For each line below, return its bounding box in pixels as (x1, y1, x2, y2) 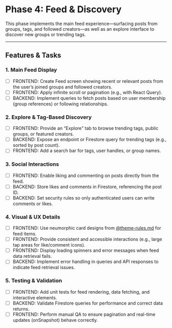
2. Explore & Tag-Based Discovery (5, 114, 92, 121)
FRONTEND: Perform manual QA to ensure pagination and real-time (12, 311, 156, 317)
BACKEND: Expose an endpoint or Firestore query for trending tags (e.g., (12, 137, 167, 143)
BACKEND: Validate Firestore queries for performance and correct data (12, 300, 163, 306)
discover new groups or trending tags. (5, 31, 86, 37)
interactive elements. (12, 294, 57, 300)
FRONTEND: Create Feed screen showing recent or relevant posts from (12, 78, 163, 84)
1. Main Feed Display (5, 67, 57, 74)
